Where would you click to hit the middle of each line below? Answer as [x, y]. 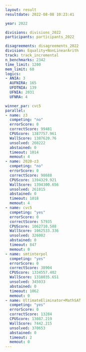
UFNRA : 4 [19, 97]
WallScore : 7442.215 [31, 323]
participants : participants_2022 [40, 37]
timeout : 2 [21, 337]
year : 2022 [16, 23]
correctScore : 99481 [31, 129]
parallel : [15, 111]
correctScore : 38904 [31, 268]
